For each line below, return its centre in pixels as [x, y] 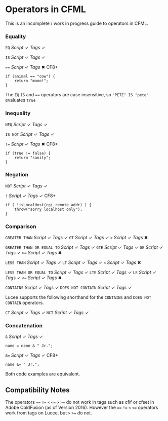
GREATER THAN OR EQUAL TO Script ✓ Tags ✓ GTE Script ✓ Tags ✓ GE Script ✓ [84, 247]
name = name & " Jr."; [29, 346]
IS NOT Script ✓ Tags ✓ [30, 134]
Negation [17, 175]
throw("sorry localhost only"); [48, 209]
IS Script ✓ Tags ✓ [25, 57]
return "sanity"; [33, 158]
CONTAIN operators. [25, 303]
